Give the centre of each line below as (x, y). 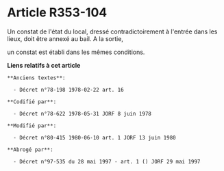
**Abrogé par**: (30, 149)
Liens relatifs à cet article (44, 65)
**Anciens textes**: (37, 78)
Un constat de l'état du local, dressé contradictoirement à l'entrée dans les (112, 31)
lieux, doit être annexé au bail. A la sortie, (65, 38)
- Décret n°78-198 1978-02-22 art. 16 (69, 90)
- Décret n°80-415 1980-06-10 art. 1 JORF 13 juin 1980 (95, 137)
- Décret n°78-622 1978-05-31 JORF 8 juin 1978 (83, 114)
